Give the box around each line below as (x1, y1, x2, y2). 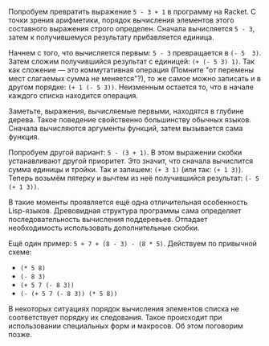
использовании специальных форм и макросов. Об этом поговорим (8, 321, 243, 331)
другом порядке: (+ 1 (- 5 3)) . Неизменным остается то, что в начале (8, 82, 255, 92)
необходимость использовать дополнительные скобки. (8, 223, 200, 233)
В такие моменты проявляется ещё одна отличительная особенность (8, 197, 248, 207)
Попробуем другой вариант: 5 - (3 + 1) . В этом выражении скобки (8, 148, 243, 157)
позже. (8, 330, 32, 339)
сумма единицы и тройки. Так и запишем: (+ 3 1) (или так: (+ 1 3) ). (8, 165, 243, 174)
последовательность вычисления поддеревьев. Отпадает (8, 215, 208, 224)
